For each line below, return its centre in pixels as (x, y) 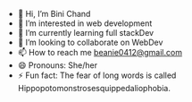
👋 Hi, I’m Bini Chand (54, 14)
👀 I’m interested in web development (85, 23)
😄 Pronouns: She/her (58, 65)
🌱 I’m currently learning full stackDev (86, 33)
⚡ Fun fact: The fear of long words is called (97, 75)
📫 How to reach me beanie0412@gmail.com (100, 52)
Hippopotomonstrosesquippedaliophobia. (94, 88)
